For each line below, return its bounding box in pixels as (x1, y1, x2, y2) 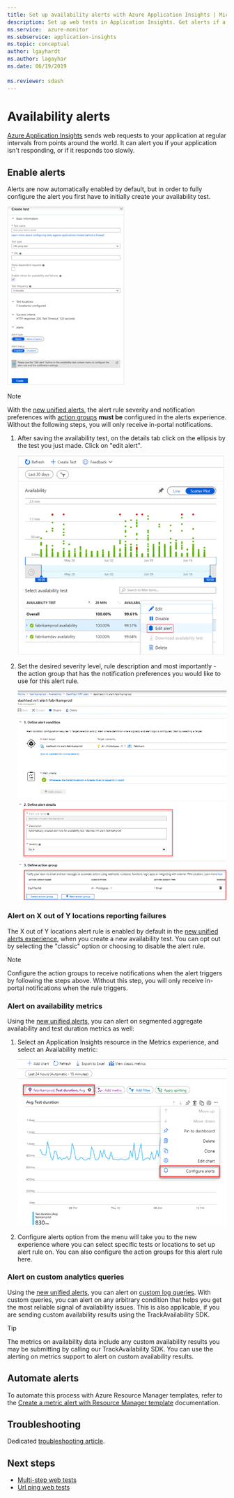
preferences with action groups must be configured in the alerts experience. (7, 413, 227, 421)
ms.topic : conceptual (7, 40, 70, 48)
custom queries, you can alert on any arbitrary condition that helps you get (7, 1295, 222, 1304)
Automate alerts (7, 1372, 79, 1384)
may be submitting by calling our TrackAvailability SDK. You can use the (7, 1345, 214, 1353)
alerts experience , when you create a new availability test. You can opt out (7, 934, 221, 943)
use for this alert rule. (17, 677, 79, 685)
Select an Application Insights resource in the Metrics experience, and (17, 1038, 219, 1047)
